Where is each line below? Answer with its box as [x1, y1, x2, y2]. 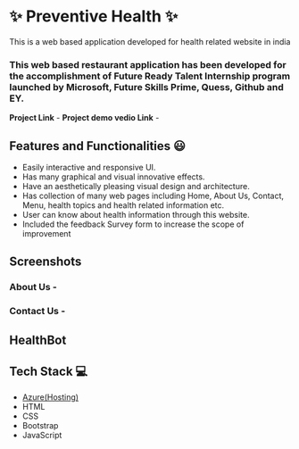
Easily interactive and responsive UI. [21, 162, 156, 173]
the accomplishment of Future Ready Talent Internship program [9, 70, 291, 82]
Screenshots [9, 254, 82, 270]
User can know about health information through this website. [21, 210, 250, 220]
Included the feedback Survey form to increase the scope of [21, 219, 245, 229]
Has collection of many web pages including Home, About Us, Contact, [21, 190, 284, 202]
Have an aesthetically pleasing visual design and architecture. [21, 181, 250, 192]
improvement [21, 229, 71, 239]
